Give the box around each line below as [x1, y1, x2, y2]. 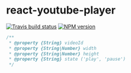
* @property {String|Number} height [8, 51, 100, 57]
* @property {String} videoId [8, 39, 84, 46]
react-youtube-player [6, 4, 116, 17]
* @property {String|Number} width [8, 45, 97, 51]
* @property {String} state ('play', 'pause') [8, 57, 126, 62]
